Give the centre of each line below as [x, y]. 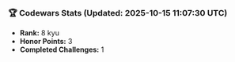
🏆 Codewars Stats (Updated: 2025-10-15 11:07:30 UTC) [118, 13]
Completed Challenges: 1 [62, 49]
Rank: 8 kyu [39, 33]
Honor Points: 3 [46, 42]
